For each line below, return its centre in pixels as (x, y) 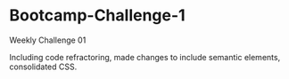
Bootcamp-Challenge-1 (97, 16)
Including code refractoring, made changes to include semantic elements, (145, 57)
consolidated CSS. (43, 67)
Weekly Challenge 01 (48, 40)
